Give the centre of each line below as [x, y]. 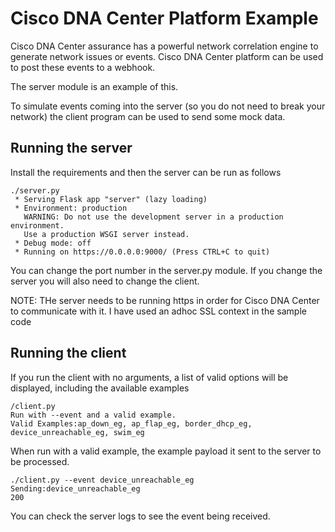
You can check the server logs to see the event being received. [140, 516]
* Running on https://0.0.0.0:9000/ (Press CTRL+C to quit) [142, 252]
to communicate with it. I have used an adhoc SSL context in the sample [158, 311]
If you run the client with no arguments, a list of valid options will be [149, 377]
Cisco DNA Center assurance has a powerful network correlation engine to [164, 46]
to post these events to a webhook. [83, 67]
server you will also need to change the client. [105, 281]
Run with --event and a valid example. [93, 415]
